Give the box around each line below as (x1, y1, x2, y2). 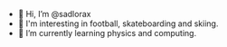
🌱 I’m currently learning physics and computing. (17, 28, 197, 38)
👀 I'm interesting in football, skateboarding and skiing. (17, 18, 219, 29)
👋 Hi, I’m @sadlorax (17, 9, 91, 19)
